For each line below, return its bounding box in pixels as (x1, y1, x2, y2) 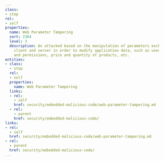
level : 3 (9, 39, 27, 44)
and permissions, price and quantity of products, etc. (14, 52, 130, 58)
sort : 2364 (9, 35, 32, 40)
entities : (5, 57, 25, 62)
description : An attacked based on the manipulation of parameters (9, 43, 150, 48)
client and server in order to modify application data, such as (14, 48, 150, 53)
